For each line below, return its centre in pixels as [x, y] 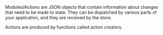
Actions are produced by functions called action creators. [64, 27]
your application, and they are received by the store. [58, 17]
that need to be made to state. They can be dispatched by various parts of [81, 12]
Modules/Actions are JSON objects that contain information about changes [82, 7]
